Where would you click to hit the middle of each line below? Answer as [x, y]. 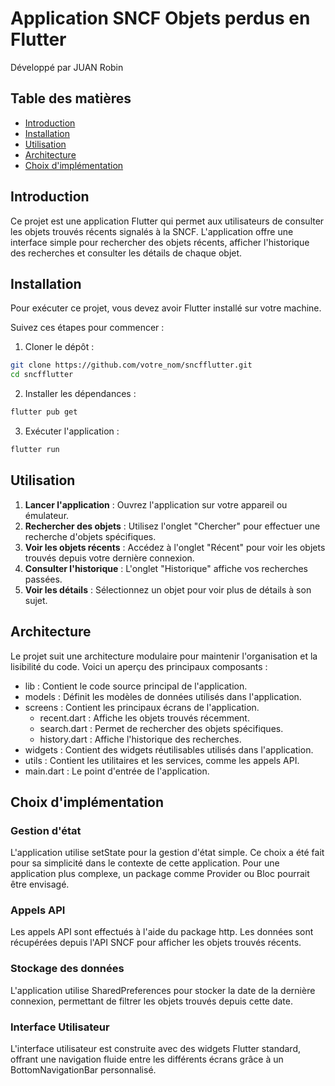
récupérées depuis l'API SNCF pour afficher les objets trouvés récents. [156, 943]
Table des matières [71, 98]
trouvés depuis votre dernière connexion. [109, 558]
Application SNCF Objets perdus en [160, 18]
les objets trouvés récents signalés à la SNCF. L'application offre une [152, 231]
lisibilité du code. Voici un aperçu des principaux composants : [139, 666]
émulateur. [47, 515]
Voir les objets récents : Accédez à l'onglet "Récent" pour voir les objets [175, 547]
